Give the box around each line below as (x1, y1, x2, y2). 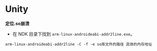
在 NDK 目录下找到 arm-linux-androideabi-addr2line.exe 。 (12, 31, 135, 37)
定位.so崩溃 (5, 20, 30, 26)
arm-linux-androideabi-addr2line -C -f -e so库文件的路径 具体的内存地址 (5, 42, 152, 47)
